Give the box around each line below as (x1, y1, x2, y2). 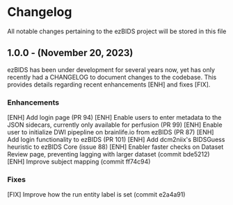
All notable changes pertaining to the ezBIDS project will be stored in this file (7, 27, 227, 35)
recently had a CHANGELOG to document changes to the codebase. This (7, 73, 217, 81)
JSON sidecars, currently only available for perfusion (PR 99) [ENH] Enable (7, 121, 223, 129)
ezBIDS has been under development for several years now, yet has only (7, 65, 216, 73)
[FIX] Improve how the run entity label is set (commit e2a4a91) (7, 190, 186, 199)
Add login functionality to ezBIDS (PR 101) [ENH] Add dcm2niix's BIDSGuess (7, 136, 225, 144)
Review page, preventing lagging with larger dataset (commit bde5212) (7, 150, 210, 159)
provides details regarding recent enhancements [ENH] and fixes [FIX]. (7, 80, 211, 89)
